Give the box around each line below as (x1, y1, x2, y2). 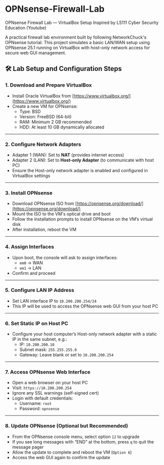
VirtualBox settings (12, 173, 50, 178)
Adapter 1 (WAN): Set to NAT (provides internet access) (12, 152, 124, 157)
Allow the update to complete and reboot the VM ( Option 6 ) (12, 449, 132, 455)
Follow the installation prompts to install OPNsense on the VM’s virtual (12, 216, 153, 222)
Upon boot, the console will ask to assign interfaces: (12, 254, 118, 260)
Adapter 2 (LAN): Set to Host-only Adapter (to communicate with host (12, 157, 154, 163)
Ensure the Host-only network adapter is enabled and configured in (12, 167, 148, 173)
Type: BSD (19, 109, 41, 114)
